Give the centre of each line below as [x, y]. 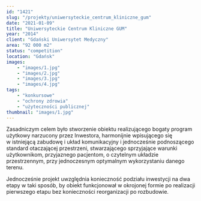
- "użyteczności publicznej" [53, 106]
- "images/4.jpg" [39, 85]
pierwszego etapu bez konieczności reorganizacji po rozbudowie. [88, 192]
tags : [13, 90]
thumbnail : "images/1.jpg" [40, 112]
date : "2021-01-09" [31, 23]
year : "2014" [22, 34]
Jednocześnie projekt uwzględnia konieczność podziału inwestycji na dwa [98, 179]
